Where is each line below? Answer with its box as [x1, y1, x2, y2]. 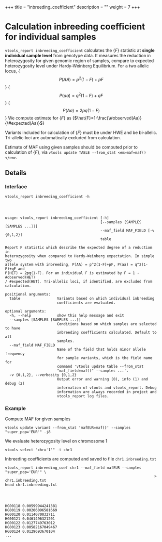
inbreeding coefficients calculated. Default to [57, 330, 157, 335]
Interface [5, 183, 28, 190]
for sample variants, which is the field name [57, 355, 152, 361]
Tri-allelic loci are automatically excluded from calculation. [5, 135, 121, 141]
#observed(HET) [5, 275, 36, 279]
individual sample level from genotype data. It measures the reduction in [5, 52, 151, 58]
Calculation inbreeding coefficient [5, 21, 145, 32]
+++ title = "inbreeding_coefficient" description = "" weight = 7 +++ [5, 4, 140, 10]
